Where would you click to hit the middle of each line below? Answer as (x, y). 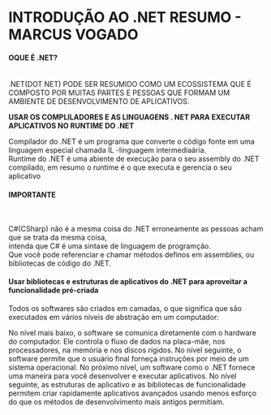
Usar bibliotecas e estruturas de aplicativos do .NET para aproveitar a (128, 282)
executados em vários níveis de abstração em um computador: (114, 317)
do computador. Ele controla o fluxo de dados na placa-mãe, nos (117, 341)
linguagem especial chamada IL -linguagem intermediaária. (108, 150)
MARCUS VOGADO (73, 35)
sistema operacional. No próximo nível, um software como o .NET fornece (132, 367)
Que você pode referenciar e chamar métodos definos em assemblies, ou (131, 254)
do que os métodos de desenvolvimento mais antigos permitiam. (116, 401)
